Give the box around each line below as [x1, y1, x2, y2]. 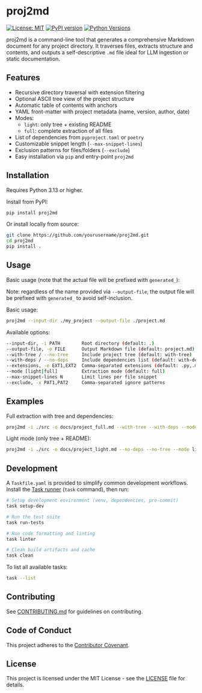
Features [6, 72, 40, 83]
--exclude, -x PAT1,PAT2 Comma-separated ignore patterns [6, 379, 165, 386]
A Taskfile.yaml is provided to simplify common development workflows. [6, 479, 188, 487]
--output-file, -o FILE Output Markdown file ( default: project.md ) [6, 346, 195, 352]
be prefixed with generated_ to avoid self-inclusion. [6, 294, 133, 301]
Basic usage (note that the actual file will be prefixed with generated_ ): [6, 276, 180, 283]
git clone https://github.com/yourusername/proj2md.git [6, 232, 149, 238]
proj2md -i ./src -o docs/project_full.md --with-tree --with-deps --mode [6, 424, 198, 430]
